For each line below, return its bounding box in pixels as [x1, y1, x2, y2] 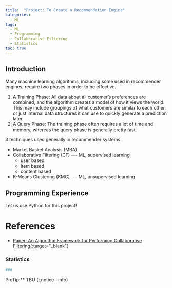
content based [20, 168, 51, 175]
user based [20, 157, 45, 164]
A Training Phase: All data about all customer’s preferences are [12, 94, 146, 100]
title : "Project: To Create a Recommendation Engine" [5, 7, 125, 13]
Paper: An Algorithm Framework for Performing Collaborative [12, 238, 142, 244]
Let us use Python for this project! [5, 203, 77, 209]
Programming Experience [5, 189, 89, 197]
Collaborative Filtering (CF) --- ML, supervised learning [12, 152, 130, 158]
